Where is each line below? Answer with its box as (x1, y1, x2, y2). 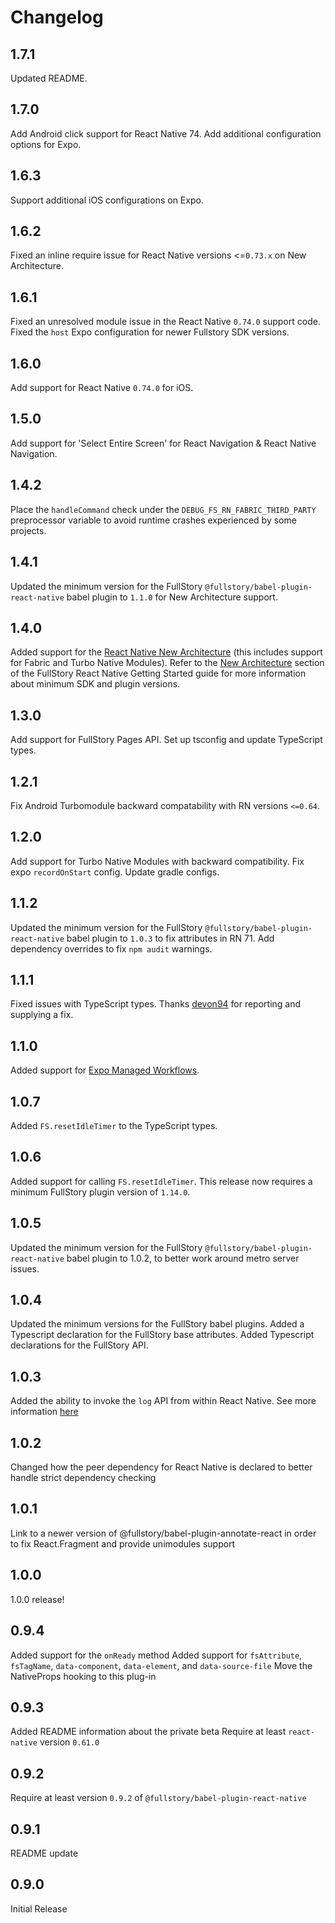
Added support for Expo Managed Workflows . (10, 1064, 200, 1076)
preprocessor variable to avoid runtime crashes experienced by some (10, 514, 297, 526)
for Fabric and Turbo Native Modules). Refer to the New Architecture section (10, 657, 325, 669)
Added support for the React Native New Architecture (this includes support (10, 646, 323, 658)
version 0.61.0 (39, 1736, 100, 1748)
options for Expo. (10, 138, 82, 150)
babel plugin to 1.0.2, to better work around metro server (66, 1252, 300, 1264)
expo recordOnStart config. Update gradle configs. (10, 866, 220, 878)
